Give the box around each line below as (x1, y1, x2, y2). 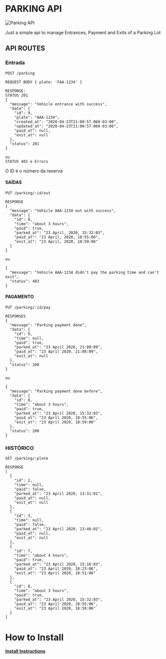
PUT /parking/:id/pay (5, 305, 51, 310)
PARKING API (5, 3, 62, 15)
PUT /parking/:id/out (5, 190, 51, 196)
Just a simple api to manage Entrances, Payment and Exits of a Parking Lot (5, 29, 161, 35)
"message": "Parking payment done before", (10, 389, 102, 394)
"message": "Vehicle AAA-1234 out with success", (10, 208, 116, 213)
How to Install (5, 631, 64, 643)
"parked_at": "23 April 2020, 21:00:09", (14, 345, 102, 350)
